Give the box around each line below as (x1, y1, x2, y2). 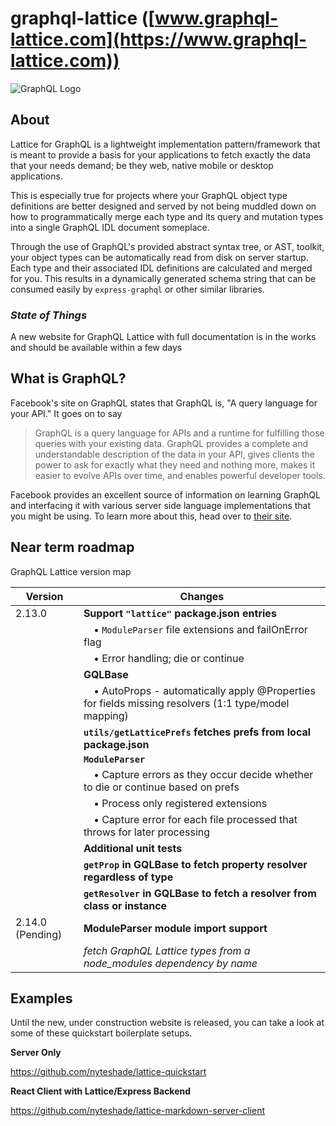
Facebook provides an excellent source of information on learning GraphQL (10, 488, 321, 501)
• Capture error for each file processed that (93, 812, 298, 826)
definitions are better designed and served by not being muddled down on (10, 200, 317, 212)
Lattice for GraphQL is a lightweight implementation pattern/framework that (10, 138, 321, 150)
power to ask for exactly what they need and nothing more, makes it (34, 458, 316, 471)
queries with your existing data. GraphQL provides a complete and (34, 437, 309, 449)
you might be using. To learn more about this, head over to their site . (10, 510, 293, 522)
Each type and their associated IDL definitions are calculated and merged (10, 262, 313, 274)
